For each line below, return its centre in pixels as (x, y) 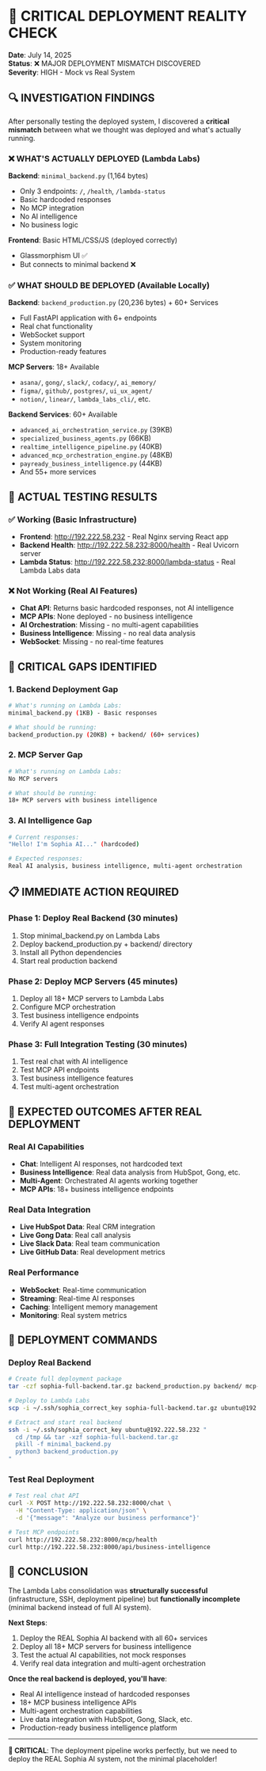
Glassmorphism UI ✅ (54, 256)
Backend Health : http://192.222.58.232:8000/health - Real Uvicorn (129, 545)
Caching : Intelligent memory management (89, 1307)
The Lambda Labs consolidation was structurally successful (108, 1590)
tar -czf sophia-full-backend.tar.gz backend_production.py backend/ (125, 1386)
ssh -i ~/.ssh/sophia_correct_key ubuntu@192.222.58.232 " (108, 1430)
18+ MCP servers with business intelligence (83, 800)
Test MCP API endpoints (59, 1070)
